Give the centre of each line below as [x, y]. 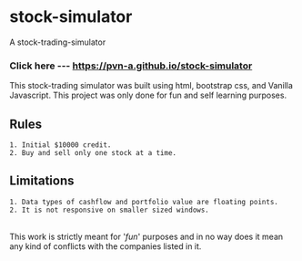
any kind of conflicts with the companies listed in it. [106, 246]
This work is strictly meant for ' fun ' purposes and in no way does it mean [146, 236]
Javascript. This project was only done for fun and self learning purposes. [148, 95]
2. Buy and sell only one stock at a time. [93, 153]
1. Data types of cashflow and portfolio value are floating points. [144, 202]
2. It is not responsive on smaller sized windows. [109, 210]
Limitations [42, 181]
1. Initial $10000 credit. [60, 145]
